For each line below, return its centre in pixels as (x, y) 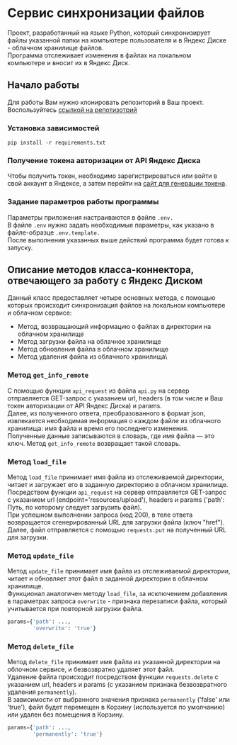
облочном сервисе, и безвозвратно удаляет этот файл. (91, 670)
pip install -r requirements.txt (57, 143)
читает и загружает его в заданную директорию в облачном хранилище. (118, 485)
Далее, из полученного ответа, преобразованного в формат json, (106, 413)
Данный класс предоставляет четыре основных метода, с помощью (111, 298)
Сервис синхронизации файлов (106, 13)
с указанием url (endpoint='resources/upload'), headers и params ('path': (116, 500)
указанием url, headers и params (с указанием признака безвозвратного (117, 685)
